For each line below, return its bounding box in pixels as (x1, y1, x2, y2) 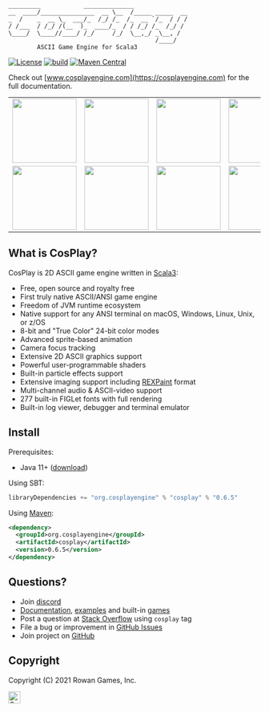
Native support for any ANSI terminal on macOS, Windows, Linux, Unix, (19, 308, 255, 318)
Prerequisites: (8, 447, 54, 457)
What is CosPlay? (8, 247, 98, 260)
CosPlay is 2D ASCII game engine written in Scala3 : (8, 268, 179, 277)
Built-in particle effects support (19, 368, 123, 378)
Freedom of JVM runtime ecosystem (19, 300, 142, 310)
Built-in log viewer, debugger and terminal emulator (19, 402, 190, 412)
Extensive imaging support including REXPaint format (19, 376, 196, 386)
